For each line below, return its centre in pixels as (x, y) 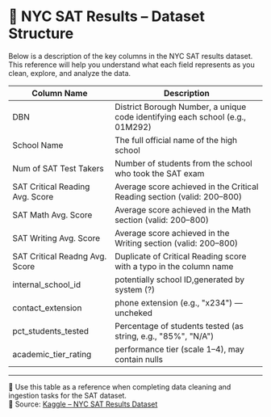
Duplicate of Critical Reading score (181, 256)
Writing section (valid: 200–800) (177, 243)
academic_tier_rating (52, 354)
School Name (38, 145)
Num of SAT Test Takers (58, 168)
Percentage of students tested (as (179, 326)
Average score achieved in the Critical (187, 187)
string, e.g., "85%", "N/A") (165, 336)
